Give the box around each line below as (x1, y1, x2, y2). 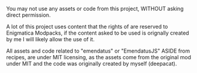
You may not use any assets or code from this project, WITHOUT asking (6, 5, 184, 12)
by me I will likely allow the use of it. (6, 36, 95, 42)
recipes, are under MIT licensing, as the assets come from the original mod (6, 54, 192, 60)
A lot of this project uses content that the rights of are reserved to (6, 23, 168, 30)
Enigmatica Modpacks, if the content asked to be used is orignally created (6, 29, 190, 36)
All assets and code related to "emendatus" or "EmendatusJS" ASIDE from (6, 47, 190, 54)
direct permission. (6, 11, 51, 19)
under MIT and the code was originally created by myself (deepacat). (6, 60, 177, 67)
